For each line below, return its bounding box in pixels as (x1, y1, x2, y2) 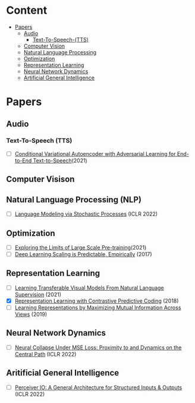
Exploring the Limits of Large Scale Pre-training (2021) (14, 244, 147, 251)
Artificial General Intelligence (23, 74, 95, 81)
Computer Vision (23, 42, 65, 50)
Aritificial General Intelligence (6, 368, 119, 378)
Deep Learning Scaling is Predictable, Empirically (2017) (14, 251, 153, 258)
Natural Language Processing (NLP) (6, 195, 141, 205)
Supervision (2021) (14, 291, 61, 298)
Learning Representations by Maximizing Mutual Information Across (14, 304, 181, 311)
